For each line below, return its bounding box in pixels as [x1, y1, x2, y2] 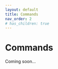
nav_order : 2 [5, 16, 32, 21]
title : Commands [5, 12, 38, 17]
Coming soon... [5, 59, 36, 65]
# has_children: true [5, 21, 50, 26]
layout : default [5, 7, 38, 12]
